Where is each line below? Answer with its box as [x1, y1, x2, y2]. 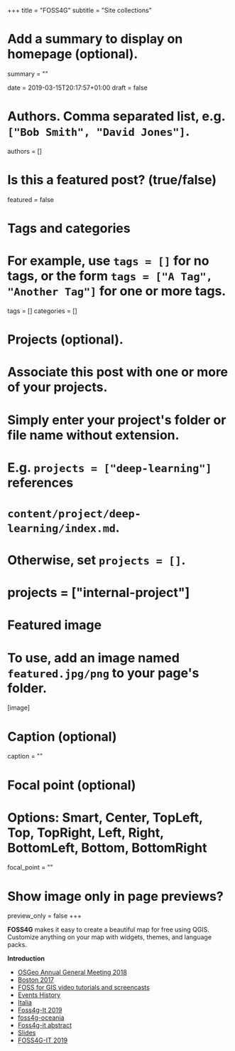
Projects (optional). [7, 332, 124, 348]
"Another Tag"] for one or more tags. [7, 283, 226, 300]
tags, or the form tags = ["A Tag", [7, 268, 213, 284]
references [7, 475, 74, 490]
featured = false [7, 195, 55, 204]
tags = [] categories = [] [7, 306, 78, 315]
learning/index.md [7, 522, 116, 535]
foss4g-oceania [17, 1013, 65, 1022]
